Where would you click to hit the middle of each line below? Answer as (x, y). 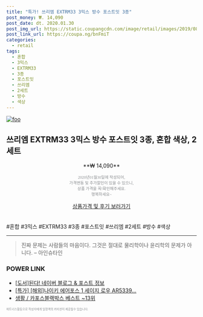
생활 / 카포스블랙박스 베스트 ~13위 (55, 298)
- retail (23, 46)
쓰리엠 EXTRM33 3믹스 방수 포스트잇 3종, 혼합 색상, (98, 140)
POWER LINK (26, 269)
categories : (21, 40)
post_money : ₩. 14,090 (35, 18)
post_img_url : (24, 29)
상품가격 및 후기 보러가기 (101, 206)
